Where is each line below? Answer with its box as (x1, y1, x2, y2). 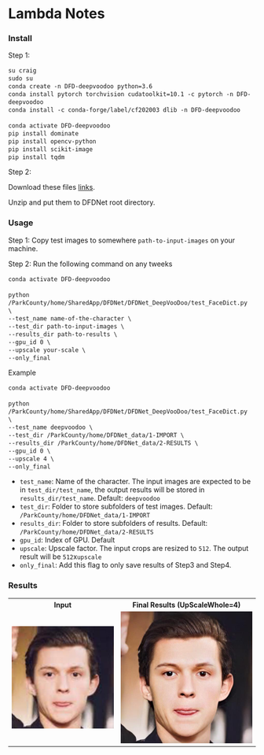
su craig (8, 67, 37, 75)
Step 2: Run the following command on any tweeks (8, 259, 173, 268)
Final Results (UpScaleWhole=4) (132, 600, 241, 609)
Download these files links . (8, 183, 96, 192)
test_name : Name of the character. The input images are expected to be (19, 476, 251, 486)
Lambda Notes (8, 5, 105, 23)
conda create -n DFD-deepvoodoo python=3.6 (8, 83, 153, 91)
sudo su (8, 75, 34, 83)
